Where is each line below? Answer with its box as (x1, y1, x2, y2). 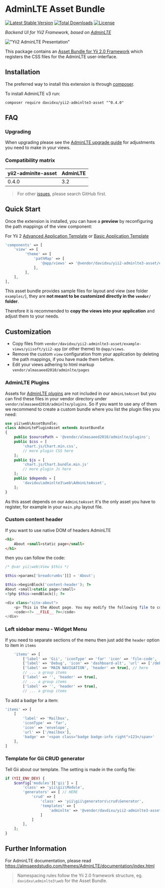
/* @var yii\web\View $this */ (5, 565, 69, 569)
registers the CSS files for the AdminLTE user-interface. (5, 53, 118, 60)
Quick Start (5, 205, 41, 213)
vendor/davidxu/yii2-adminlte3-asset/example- (44, 342, 141, 347)
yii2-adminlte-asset (7, 170, 57, 177)
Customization (5, 327, 52, 336)
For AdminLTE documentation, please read (5, 857, 91, 863)
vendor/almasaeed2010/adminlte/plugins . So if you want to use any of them (5, 401, 157, 407)
